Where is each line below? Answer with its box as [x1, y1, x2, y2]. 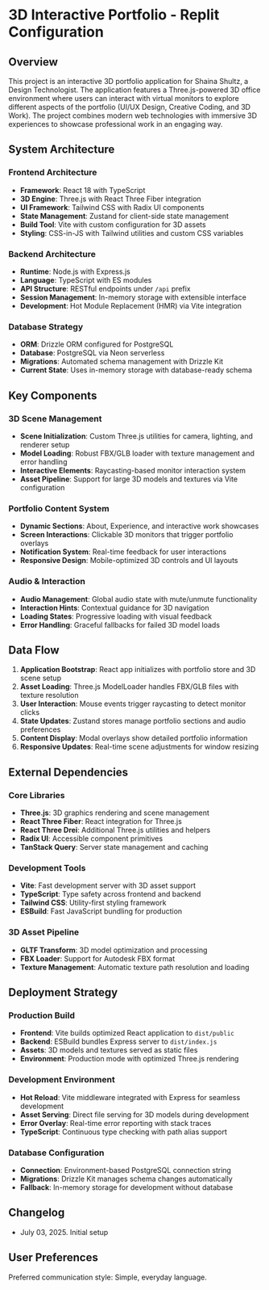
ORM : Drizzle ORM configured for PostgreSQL [19, 339, 174, 349]
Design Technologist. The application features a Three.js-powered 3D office [8, 85, 261, 95]
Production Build [8, 1010, 75, 1021]
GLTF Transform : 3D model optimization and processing [19, 945, 208, 955]
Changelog [8, 1206, 65, 1220]
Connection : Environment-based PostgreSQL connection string [19, 1165, 232, 1174]
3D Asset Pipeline [8, 927, 80, 938]
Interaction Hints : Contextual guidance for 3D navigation [19, 603, 209, 612]
